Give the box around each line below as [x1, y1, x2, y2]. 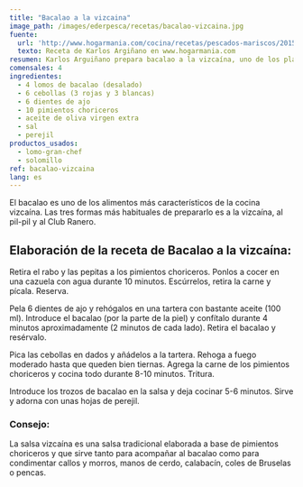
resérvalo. [9, 332, 47, 343]
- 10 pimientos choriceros [17, 106, 119, 115]
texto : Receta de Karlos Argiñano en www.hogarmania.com [17, 47, 236, 56]
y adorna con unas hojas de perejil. [9, 396, 140, 407]
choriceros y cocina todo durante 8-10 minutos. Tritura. [9, 369, 215, 380]
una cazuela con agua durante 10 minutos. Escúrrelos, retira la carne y [9, 276, 271, 287]
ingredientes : [9, 72, 63, 81]
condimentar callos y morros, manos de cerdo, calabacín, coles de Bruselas [9, 457, 291, 469]
